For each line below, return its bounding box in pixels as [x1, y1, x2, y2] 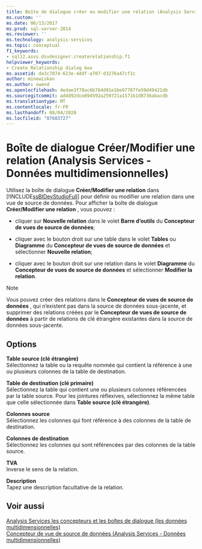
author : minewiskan [6, 76, 55, 82]
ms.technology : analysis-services [6, 37, 93, 43]
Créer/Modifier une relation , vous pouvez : [6, 206, 115, 213]
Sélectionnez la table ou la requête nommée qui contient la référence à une [6, 362, 192, 368]
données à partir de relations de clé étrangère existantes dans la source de [6, 315, 193, 323]
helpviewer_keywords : [6, 59, 61, 65]
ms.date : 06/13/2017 [6, 20, 58, 26]
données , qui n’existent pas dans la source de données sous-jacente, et [6, 302, 186, 310]
